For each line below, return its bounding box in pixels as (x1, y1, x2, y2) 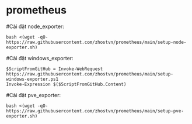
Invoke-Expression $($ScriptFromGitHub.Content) (6, 81, 127, 87)
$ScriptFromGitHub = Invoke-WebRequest (6, 66, 103, 72)
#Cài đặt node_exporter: (6, 23, 64, 30)
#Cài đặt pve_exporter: (6, 91, 61, 98)
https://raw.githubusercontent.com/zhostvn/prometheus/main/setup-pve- (6, 108, 184, 114)
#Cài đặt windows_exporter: (6, 54, 74, 61)
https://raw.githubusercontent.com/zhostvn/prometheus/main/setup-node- (6, 39, 187, 45)
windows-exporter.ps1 (6, 76, 59, 82)
